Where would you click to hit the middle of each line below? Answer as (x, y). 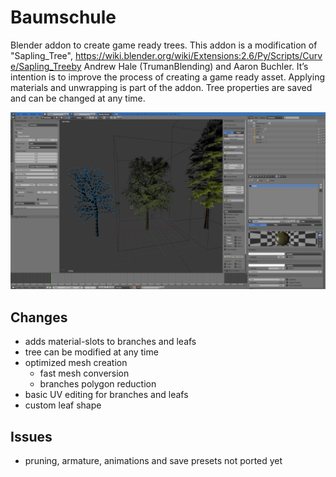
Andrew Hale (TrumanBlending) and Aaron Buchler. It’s (196, 66)
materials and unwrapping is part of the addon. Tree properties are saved (161, 87)
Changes (39, 317)
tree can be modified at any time (91, 352)
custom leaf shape (63, 405)
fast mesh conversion (84, 373)
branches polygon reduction (98, 384)
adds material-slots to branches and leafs (110, 342)
